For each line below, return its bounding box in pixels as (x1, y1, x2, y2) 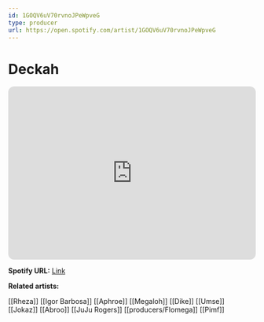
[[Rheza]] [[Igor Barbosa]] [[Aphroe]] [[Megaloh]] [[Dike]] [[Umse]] (8, 297, 225, 306)
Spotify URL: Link (8, 266, 66, 276)
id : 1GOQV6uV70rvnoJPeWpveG (8, 11, 101, 20)
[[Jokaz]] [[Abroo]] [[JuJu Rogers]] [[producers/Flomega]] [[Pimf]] (8, 305, 225, 315)
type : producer (8, 19, 58, 27)
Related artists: (8, 281, 60, 291)
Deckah (8, 60, 60, 78)
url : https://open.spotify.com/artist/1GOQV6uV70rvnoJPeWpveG (8, 26, 216, 34)
